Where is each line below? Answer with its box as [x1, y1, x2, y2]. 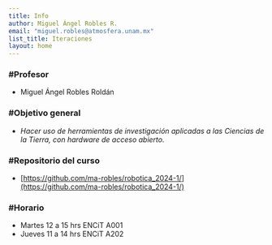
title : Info [8, 11, 49, 20]
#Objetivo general [8, 107, 81, 118]
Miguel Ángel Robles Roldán [19, 87, 115, 97]
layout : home [8, 42, 53, 50]
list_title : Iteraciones [8, 34, 93, 43]
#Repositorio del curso [8, 155, 100, 166]
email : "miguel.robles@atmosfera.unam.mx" [8, 27, 154, 35]
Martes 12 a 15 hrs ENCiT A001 [19, 221, 123, 230]
